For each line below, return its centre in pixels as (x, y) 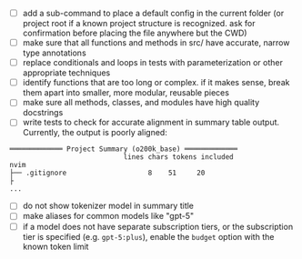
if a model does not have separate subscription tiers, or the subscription (158, 226)
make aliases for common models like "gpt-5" (108, 216)
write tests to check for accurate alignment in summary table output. (151, 123)
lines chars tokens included (178, 157)
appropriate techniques (66, 73)
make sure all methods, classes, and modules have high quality (141, 103)
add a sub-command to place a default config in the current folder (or (153, 13)
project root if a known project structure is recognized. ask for (139, 24)
